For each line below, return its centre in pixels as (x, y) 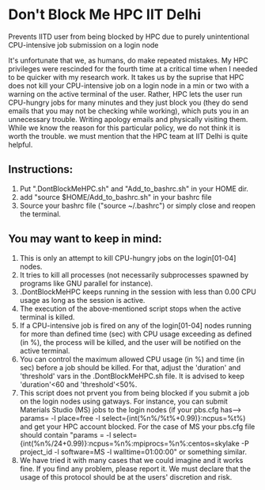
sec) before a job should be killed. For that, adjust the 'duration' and (130, 367)
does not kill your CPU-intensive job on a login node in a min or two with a (129, 86)
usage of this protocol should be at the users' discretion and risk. (126, 477)
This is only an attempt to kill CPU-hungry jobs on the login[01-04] (128, 258)
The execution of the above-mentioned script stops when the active (130, 308)
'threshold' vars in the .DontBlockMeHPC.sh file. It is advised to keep (132, 376)
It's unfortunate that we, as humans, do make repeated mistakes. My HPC (128, 60)
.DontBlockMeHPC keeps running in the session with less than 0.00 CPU (138, 292)
